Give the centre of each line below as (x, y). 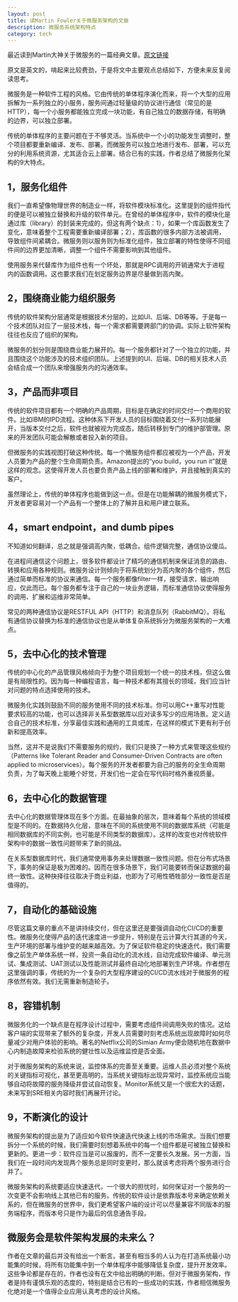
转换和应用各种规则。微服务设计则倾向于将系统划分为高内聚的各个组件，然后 (119, 570)
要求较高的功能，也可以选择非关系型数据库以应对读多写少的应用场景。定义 (116, 714)
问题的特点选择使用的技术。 (53, 690)
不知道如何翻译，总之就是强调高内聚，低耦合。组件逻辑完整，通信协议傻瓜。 (119, 546)
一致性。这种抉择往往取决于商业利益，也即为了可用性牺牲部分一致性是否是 (122, 876)
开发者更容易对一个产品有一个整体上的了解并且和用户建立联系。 (100, 502)
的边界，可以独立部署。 (41, 121)
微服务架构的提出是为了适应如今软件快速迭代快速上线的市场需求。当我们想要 (119, 1136)
